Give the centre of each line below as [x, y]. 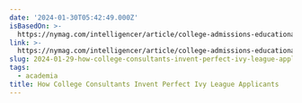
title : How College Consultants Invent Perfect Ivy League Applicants [144, 84]
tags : [19, 68]
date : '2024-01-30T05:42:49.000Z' [74, 17]
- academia [38, 76]
